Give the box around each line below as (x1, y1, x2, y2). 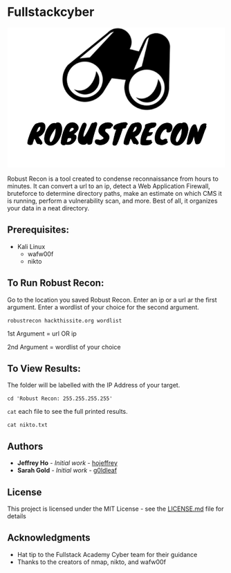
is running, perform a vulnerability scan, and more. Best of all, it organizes (7, 197, 218, 205)
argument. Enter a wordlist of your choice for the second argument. (7, 302, 199, 311)
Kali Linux (17, 242, 46, 251)
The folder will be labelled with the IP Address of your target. (7, 381, 181, 390)
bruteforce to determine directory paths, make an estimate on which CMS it (7, 189, 223, 197)
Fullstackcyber (7, 4, 95, 20)
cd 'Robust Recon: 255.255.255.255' (7, 395, 113, 402)
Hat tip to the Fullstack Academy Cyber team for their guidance (17, 550, 198, 558)
